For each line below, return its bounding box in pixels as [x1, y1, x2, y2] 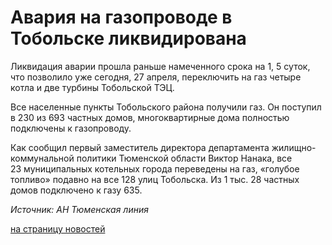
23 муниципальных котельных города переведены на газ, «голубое [10, 162, 300, 175]
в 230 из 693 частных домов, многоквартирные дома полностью [10, 111, 290, 123]
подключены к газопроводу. [10, 122, 132, 134]
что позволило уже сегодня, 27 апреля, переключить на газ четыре [10, 71, 302, 83]
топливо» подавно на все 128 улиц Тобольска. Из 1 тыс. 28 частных [10, 173, 300, 185]
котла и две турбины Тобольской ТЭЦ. [10, 81, 175, 93]
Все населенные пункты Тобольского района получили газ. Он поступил [10, 101, 322, 113]
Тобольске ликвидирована [10, 27, 247, 50]
